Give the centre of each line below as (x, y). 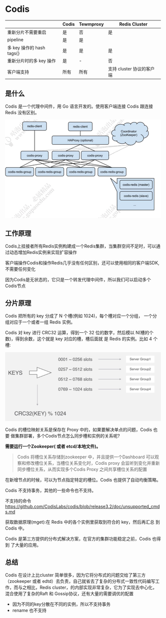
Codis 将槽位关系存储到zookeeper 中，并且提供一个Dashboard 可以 (86, 457)
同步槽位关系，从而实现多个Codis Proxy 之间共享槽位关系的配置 (82, 469)
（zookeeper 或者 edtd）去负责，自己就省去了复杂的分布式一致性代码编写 (80, 581)
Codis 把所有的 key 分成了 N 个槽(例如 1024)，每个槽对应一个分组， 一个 (79, 316)
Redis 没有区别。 (22, 112)
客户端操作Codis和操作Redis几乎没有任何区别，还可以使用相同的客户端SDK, (82, 263)
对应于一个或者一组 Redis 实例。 (42, 322)
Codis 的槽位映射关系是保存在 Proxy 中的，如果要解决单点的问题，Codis (79, 430)
